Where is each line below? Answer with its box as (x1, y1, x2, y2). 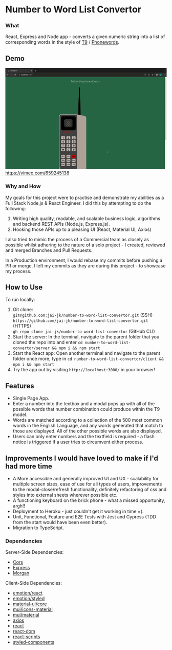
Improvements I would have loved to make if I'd (5, 454, 159, 462)
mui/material (12, 612, 39, 618)
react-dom (12, 628, 35, 635)
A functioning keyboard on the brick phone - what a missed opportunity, (12, 497, 165, 503)
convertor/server (12, 346, 50, 351)
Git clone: (12, 306, 33, 313)
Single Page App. (12, 395, 50, 402)
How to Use (5, 283, 43, 292)
